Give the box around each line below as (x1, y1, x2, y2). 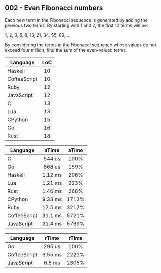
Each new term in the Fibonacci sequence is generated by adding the (5, 17, 148, 23)
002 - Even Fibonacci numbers (5, 4, 103, 12)
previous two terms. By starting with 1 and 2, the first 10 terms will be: (5, 22, 148, 28)
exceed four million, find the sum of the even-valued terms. (5, 47, 127, 53)
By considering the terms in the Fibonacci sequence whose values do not (5, 42, 156, 48)
